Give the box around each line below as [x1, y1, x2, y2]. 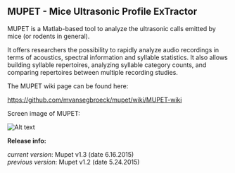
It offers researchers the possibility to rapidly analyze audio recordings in [7, 45, 220, 54]
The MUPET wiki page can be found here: [7, 81, 129, 90]
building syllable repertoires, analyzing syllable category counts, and [7, 60, 207, 69]
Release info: [7, 136, 47, 145]
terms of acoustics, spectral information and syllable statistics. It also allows [7, 53, 228, 61]
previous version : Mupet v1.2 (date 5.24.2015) [7, 157, 140, 166]
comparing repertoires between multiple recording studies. [7, 68, 178, 76]
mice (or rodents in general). [7, 32, 90, 40]
